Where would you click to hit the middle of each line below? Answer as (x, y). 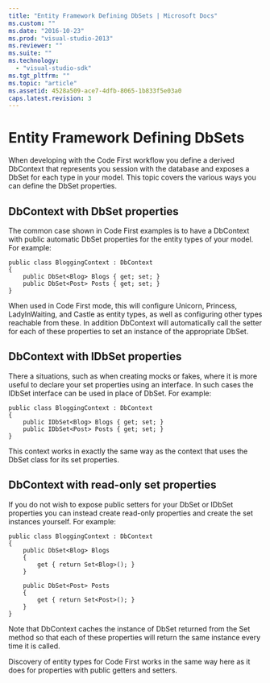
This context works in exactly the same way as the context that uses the (128, 451)
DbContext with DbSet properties (93, 211)
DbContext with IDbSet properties (95, 356)
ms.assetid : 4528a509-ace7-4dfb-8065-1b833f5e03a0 (95, 91)
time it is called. (34, 646)
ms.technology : (34, 61)
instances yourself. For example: (62, 521)
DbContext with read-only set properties (112, 485)
